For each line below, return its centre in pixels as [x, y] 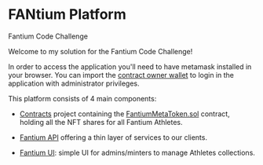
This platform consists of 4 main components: [82, 98]
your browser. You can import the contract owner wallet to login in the [121, 75]
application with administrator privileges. [74, 83]
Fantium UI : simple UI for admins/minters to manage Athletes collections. [137, 152]
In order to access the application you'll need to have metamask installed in [130, 66]
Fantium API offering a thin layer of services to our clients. [113, 137]
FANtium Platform [68, 15]
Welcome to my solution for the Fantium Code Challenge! [100, 51]
